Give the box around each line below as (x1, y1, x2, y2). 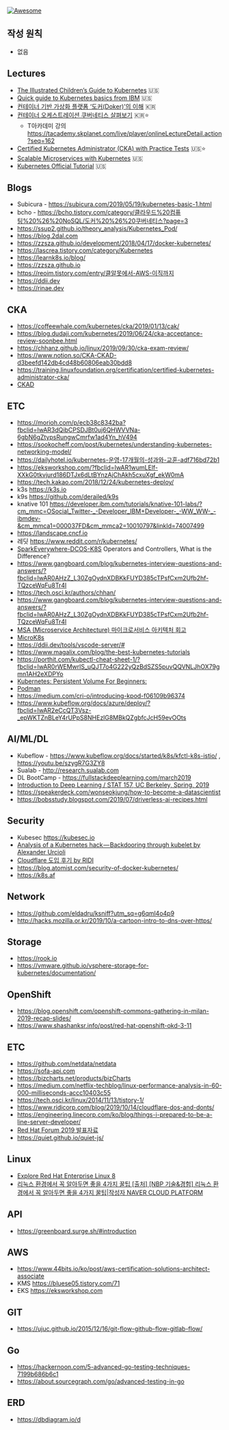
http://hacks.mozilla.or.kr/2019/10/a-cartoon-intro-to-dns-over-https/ (16, 916, 213, 924)
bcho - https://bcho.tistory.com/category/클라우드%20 (16, 208, 170, 217)
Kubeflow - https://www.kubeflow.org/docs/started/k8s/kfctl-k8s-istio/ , (16, 751, 221, 760)
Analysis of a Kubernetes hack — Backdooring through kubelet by (16, 840, 201, 849)
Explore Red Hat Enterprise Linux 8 (16, 1172, 116, 1180)
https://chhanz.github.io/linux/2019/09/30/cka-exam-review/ (16, 344, 189, 352)
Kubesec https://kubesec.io (16, 833, 95, 841)
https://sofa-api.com (16, 1066, 75, 1075)
